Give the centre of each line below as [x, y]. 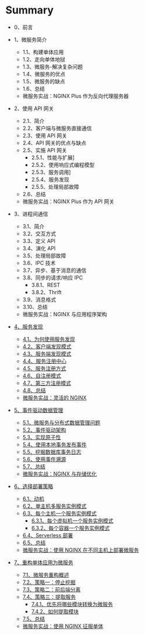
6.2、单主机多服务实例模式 [54, 506]
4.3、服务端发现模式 [47, 354]
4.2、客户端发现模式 [47, 346]
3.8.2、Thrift [46, 292]
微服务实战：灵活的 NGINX [54, 397]
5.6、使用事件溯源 [44, 459]
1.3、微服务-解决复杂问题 [53, 66]
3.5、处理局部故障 [44, 255]
